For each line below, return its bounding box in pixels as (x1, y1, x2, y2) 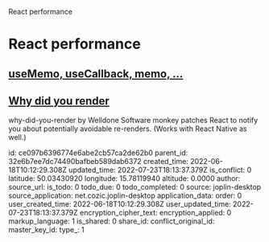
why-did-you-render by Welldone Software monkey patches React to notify (8, 116, 259, 125)
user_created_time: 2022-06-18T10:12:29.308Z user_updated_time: (8, 199, 231, 209)
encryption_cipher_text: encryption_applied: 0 (79, 208, 232, 218)
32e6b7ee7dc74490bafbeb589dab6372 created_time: (8, 157, 189, 166)
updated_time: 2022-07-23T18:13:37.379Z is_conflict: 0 (68, 165, 252, 175)
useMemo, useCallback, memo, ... (8, 67, 184, 80)
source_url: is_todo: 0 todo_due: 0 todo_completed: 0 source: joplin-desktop (8, 183, 262, 192)
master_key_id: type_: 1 (8, 225, 85, 235)
